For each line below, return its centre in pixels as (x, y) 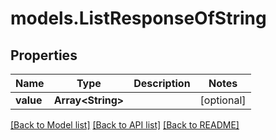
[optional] (223, 100)
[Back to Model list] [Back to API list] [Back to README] (125, 125)
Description (162, 83)
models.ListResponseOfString (138, 18)
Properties (44, 55)
